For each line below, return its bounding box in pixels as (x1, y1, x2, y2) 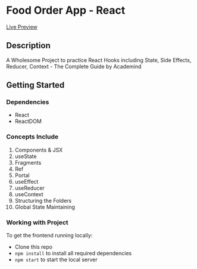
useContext (14, 190, 43, 197)
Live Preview (6, 23, 37, 30)
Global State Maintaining (14, 203, 76, 211)
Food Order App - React (6, 4, 126, 17)
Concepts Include (6, 132, 58, 141)
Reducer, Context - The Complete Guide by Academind (6, 63, 142, 70)
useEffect (14, 178, 39, 185)
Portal (14, 171, 30, 179)
